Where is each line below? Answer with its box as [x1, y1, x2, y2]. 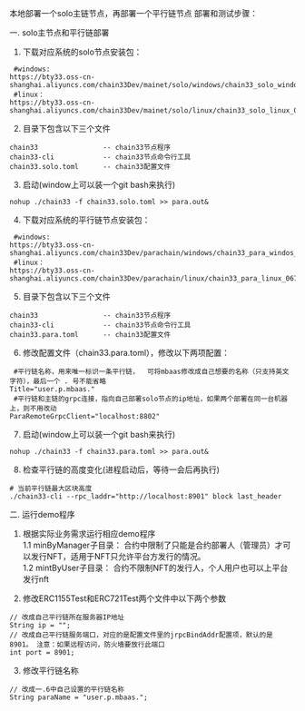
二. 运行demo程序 [9, 509, 75, 519]
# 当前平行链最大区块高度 [9, 484, 93, 493]
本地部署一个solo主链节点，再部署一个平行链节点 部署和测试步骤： [9, 8, 259, 18]
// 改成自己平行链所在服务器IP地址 [9, 613, 125, 622]
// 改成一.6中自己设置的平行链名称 [9, 685, 125, 694]
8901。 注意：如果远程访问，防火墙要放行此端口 [9, 640, 165, 649]
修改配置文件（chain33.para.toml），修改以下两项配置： [22, 348, 230, 358]
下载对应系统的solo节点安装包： [22, 46, 143, 57]
